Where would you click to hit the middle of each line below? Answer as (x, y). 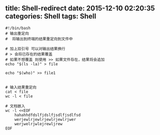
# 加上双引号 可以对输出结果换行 (35, 49)
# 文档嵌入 (15, 106)
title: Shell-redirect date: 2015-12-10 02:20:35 (80, 8)
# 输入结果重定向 (21, 87)
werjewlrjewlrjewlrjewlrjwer (45, 119)
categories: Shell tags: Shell (51, 17)
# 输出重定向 (17, 33)
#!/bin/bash (18, 28)
